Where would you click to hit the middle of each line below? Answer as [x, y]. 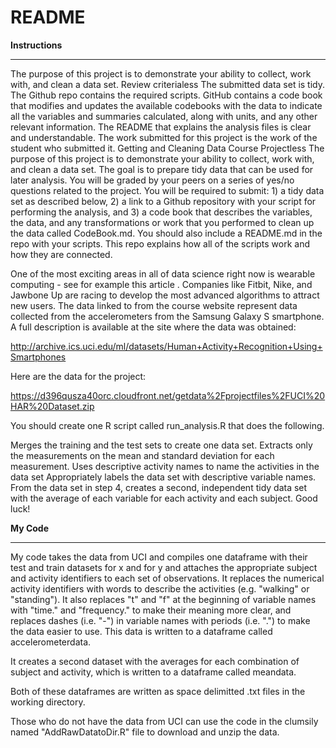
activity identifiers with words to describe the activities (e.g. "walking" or [160, 588]
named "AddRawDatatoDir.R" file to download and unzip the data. [145, 732]
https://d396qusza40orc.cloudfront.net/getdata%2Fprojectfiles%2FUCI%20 [168, 395]
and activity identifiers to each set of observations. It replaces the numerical [167, 578]
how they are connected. [61, 254]
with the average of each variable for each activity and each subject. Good [164, 498]
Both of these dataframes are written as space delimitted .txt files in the [158, 691]
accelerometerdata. [51, 642]
